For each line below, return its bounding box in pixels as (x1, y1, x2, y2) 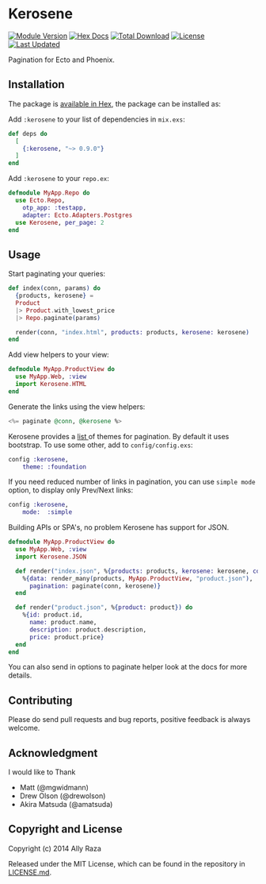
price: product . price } (28, 633, 104, 641)
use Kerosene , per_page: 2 (15, 218, 104, 226)
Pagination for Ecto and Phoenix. (8, 55, 115, 64)
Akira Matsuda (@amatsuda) (19, 800, 113, 809)
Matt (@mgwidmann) (19, 783, 89, 793)
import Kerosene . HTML (15, 380, 87, 388)
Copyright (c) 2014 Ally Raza (8, 843, 101, 853)
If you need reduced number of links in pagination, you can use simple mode (8, 477, 256, 487)
